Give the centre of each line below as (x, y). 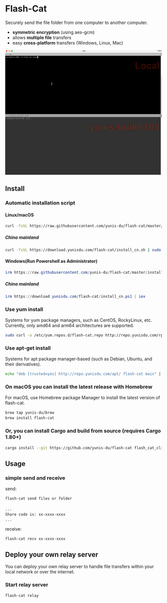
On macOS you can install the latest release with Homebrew (79, 387)
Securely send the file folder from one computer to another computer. (77, 22)
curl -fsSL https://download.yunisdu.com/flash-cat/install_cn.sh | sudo (83, 250)
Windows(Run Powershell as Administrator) (51, 261)
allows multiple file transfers (42, 37)
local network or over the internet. (40, 572)
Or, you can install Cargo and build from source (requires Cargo (83, 431)
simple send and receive (35, 478)
